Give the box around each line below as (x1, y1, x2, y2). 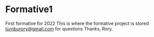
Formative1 (5, 4, 53, 15)
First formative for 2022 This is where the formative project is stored (5, 20, 149, 26)
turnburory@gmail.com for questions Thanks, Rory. (5, 25, 113, 31)
